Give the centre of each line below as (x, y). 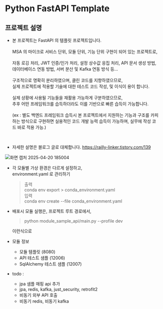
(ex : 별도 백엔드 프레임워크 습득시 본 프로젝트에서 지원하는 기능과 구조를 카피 (85, 115)
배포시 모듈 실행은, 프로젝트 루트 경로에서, (52, 211)
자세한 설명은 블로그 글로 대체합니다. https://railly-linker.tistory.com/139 (81, 147)
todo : (18, 274)
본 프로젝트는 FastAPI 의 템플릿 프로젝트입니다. (57, 40)
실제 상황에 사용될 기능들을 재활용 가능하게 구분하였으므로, (67, 98)
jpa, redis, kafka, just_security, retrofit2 (58, 289)
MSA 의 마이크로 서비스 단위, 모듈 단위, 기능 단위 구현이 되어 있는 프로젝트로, (85, 51)
